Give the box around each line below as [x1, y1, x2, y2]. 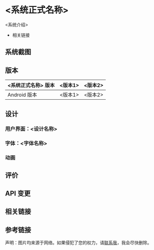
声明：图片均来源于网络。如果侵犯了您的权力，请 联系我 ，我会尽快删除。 [5, 240, 152, 246]
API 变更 [5, 190, 31, 198]
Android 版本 [7, 91, 37, 98]
